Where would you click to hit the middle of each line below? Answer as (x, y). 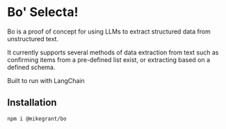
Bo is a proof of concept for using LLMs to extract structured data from (109, 31)
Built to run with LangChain (46, 80)
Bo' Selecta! (43, 12)
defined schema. (31, 67)
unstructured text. (33, 38)
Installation (32, 103)
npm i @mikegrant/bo (37, 119)
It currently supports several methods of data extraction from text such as (113, 52)
